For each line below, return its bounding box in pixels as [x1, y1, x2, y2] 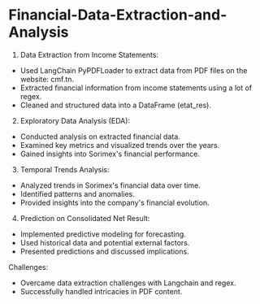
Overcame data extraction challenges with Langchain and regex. [19, 278, 236, 288]
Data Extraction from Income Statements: [19, 50, 159, 59]
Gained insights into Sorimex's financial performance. [19, 149, 201, 159]
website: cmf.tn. [19, 74, 75, 84]
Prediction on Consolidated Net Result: [19, 213, 150, 223]
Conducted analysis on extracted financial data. [19, 132, 180, 141]
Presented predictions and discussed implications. [19, 246, 189, 256]
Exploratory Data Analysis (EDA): [19, 115, 131, 125]
